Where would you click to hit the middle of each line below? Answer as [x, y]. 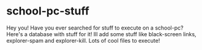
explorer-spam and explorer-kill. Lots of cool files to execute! [83, 40]
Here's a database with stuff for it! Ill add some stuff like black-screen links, [102, 34]
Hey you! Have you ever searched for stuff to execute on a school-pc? [95, 28]
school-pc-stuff [48, 11]
